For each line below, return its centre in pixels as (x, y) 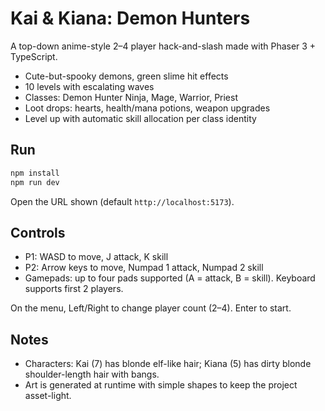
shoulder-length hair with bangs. (92, 374)
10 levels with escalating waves (89, 86)
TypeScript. (34, 56)
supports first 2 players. (74, 289)
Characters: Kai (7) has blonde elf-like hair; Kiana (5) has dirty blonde (168, 364)
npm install (35, 173)
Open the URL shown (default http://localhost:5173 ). (122, 201)
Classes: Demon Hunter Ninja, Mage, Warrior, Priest (131, 97)
